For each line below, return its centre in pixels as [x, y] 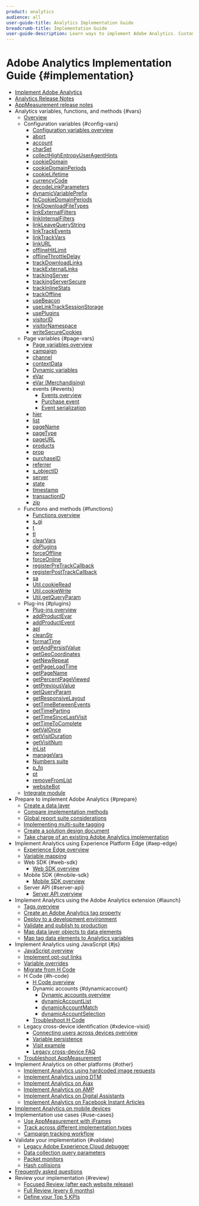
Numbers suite [50, 762]
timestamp [45, 490]
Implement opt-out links [52, 957]
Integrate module [44, 793]
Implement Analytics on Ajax [58, 1083]
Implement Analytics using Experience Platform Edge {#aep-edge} [96, 844]
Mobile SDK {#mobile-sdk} [56, 875]
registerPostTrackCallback [65, 572]
